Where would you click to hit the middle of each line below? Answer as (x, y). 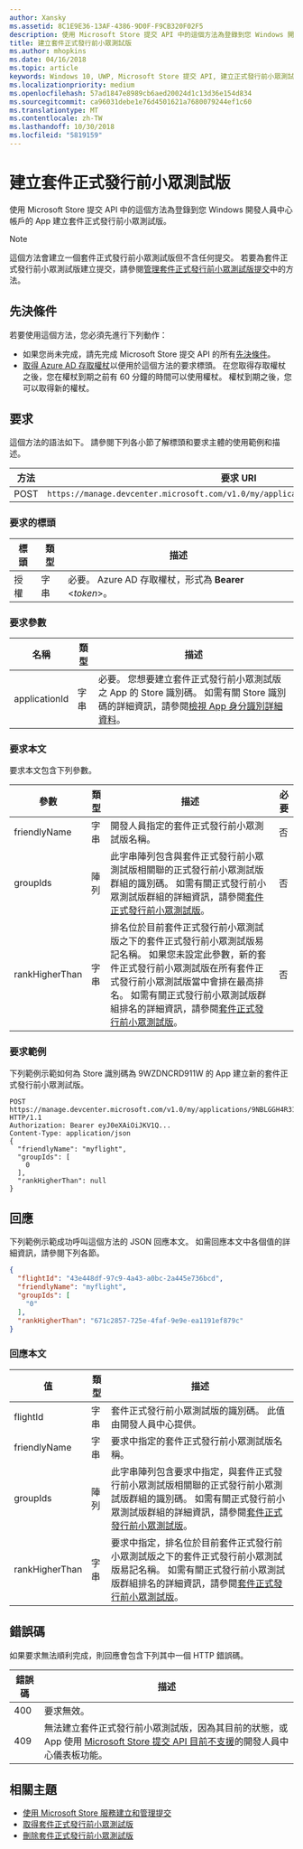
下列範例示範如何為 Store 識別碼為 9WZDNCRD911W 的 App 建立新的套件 (145, 1073)
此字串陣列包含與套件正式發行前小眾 (187, 856)
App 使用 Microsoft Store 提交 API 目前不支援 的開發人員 (162, 1742)
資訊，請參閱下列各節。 (60, 1253)
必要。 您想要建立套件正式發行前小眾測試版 (189, 679)
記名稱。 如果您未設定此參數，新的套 (188, 955)
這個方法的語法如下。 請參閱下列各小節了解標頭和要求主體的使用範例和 (141, 443)
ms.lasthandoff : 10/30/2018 (62, 127)
